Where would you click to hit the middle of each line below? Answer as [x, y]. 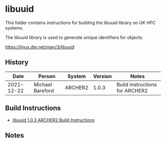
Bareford [44, 90]
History [17, 62]
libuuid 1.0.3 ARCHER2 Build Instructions [53, 120]
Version [103, 76]
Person [47, 76]
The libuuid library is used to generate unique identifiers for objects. [74, 37]
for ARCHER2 [132, 90]
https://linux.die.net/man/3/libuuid [40, 47]
